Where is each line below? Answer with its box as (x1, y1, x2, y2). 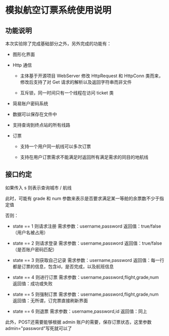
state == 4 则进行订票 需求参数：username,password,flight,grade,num (12, 274, 159, 280)
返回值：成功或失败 (12, 281, 53, 287)
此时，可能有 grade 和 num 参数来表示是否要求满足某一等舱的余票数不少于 (5, 195, 160, 201)
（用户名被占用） (12, 229, 48, 235)
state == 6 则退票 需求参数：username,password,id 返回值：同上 (12, 308, 147, 314)
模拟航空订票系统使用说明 (5, 5, 112, 16)
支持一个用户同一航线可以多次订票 (20, 143, 91, 149)
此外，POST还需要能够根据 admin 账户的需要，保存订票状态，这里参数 (5, 319, 152, 325)
